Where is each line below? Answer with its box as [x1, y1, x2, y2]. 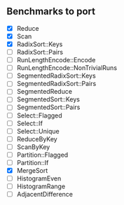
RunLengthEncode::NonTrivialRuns [16, 64, 117, 72]
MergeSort [16, 166, 48, 174]
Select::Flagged [16, 111, 62, 120]
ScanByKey [16, 143, 50, 151]
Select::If [16, 119, 43, 127]
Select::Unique [16, 127, 60, 135]
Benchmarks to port [6, 6, 96, 17]
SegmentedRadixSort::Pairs [16, 80, 97, 88]
